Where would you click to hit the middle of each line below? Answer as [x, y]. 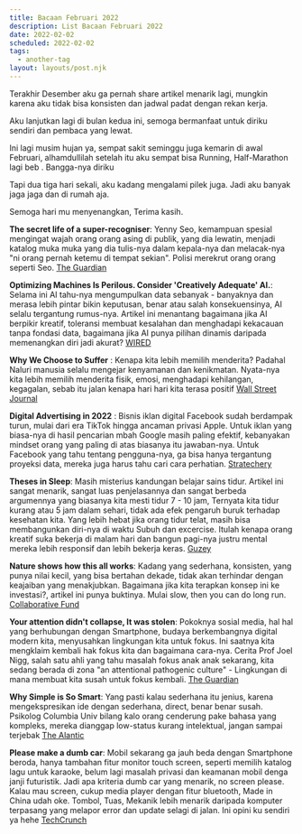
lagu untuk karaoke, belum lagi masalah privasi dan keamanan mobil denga [149, 772]
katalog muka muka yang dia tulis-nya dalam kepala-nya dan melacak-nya [147, 248]
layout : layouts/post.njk [58, 69]
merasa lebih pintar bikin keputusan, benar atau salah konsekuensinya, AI [146, 304]
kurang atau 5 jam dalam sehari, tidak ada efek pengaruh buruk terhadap [145, 510]
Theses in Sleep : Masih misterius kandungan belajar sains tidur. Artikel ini [146, 481]
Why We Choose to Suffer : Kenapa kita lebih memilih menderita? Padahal [147, 360]
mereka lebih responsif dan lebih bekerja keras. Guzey [110, 548]
